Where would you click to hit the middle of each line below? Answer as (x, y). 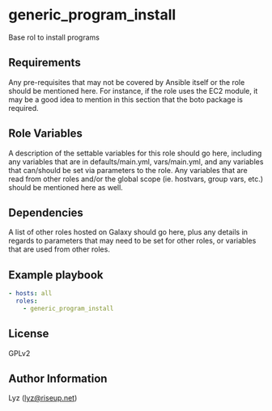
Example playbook (56, 275)
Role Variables (45, 134)
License (29, 334)
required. (23, 108)
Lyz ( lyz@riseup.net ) (43, 398)
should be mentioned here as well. (66, 187)
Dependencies (46, 212)
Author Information (58, 379)
